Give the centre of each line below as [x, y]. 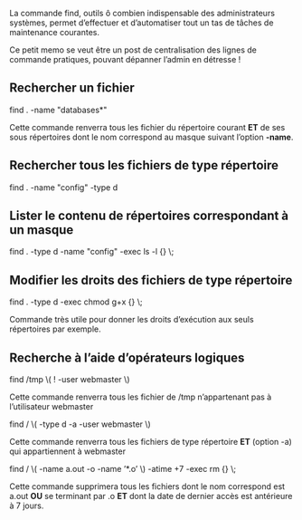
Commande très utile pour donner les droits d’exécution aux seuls [132, 320]
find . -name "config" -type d [64, 187]
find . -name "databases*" [58, 110]
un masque [42, 230]
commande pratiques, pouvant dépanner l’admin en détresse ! [125, 59]
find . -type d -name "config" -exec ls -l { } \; [92, 252]
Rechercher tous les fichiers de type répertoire [144, 165]
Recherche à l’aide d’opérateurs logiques [127, 357]
